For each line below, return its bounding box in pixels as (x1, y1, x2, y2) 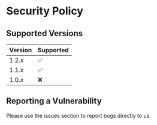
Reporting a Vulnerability (6, 96, 102, 106)
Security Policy (6, 4, 84, 18)
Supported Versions (6, 28, 83, 38)
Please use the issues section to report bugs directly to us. (6, 112, 151, 119)
